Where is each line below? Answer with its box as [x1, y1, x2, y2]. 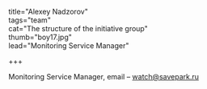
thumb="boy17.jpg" [8, 32, 73, 42]
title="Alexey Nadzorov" [8, 7, 89, 16]
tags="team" [8, 15, 51, 25]
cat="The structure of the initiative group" [8, 24, 148, 33]
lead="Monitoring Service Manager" [8, 41, 129, 51]
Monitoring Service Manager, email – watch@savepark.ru [8, 72, 200, 81]
